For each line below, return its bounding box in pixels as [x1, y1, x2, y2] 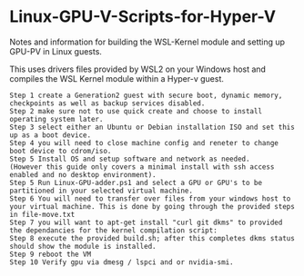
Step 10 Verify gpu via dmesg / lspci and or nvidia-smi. [9, 257, 234, 267]
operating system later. [9, 114, 104, 123]
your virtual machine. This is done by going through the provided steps [9, 202, 296, 211]
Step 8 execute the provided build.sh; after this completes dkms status [9, 233, 296, 242]
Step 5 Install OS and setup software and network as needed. [9, 154, 250, 163]
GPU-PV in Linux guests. [9, 45, 103, 56]
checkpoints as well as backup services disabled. [9, 98, 206, 108]
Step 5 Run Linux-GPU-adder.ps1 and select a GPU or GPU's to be [9, 178, 262, 187]
